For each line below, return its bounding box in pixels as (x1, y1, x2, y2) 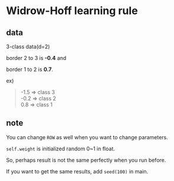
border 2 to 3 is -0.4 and (6, 55, 67, 61)
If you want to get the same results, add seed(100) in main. (6, 167, 149, 175)
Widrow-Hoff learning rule (6, 4, 138, 18)
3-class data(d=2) (6, 43, 50, 50)
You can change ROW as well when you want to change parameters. (6, 133, 168, 140)
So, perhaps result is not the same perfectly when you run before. (6, 156, 166, 163)
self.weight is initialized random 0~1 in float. (6, 145, 115, 152)
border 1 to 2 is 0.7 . (6, 66, 54, 73)
